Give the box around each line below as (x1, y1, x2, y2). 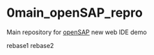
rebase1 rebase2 (6, 41, 54, 49)
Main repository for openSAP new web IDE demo (6, 28, 147, 36)
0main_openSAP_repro (6, 5, 144, 21)
